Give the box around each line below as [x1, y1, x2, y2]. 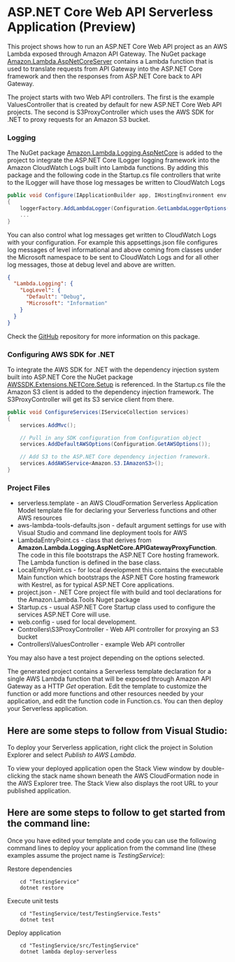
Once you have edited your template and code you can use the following [7, 836, 217, 844]
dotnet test [20, 916, 55, 924]
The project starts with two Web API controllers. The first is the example [7, 92, 215, 101]
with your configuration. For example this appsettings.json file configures [7, 238, 218, 246]
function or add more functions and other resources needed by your [7, 690, 204, 698]
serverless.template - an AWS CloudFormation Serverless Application [17, 499, 218, 507]
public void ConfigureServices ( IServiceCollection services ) [7, 409, 190, 416]
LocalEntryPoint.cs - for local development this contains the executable [17, 566, 224, 574]
